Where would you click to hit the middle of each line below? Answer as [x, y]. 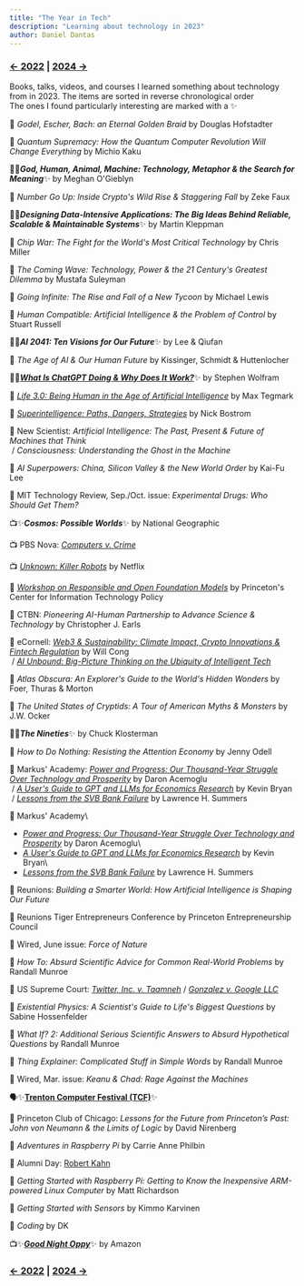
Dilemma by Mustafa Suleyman [68, 279]
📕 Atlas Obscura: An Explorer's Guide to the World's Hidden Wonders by [145, 678]
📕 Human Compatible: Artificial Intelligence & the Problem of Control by [143, 314]
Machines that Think [48, 440]
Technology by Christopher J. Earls [75, 624]
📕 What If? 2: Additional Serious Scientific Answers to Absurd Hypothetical [149, 1034]
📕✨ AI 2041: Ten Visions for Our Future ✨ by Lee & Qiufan [116, 341]
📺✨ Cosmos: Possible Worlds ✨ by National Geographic [115, 523]
